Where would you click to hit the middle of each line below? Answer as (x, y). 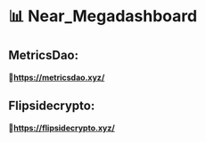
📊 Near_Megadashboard (103, 16)
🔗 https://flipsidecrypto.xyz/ (62, 128)
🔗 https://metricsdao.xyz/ (57, 78)
